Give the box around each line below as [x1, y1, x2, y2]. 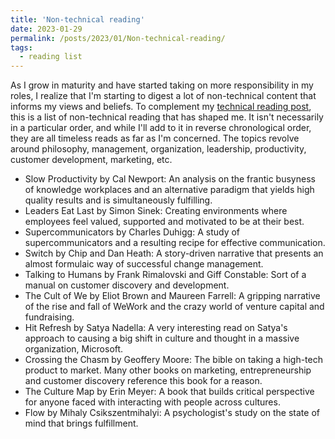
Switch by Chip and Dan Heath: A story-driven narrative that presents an [24, 247, 324, 260]
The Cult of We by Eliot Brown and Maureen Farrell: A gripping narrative [24, 290, 321, 302]
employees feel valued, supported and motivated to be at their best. [24, 216, 305, 228]
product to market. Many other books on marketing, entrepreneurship [24, 364, 312, 376]
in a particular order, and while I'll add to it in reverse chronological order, [10, 122, 312, 134]
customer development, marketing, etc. [10, 154, 173, 166]
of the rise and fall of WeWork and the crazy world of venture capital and [24, 301, 325, 313]
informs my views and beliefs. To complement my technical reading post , [10, 101, 312, 113]
